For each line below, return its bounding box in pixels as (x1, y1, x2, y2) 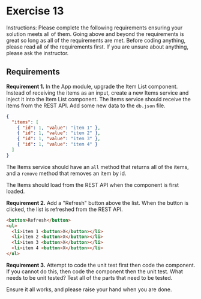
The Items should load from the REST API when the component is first (6, 181, 179, 188)
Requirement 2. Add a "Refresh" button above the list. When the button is (6, 199, 189, 206)
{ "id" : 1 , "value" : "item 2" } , (17, 130, 101, 136)
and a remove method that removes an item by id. (6, 170, 127, 177)
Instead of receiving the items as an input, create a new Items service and (6, 89, 189, 96)
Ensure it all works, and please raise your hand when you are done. (6, 286, 172, 293)
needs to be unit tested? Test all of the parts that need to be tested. (6, 274, 173, 281)
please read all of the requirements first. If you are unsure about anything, (6, 43, 189, 50)
